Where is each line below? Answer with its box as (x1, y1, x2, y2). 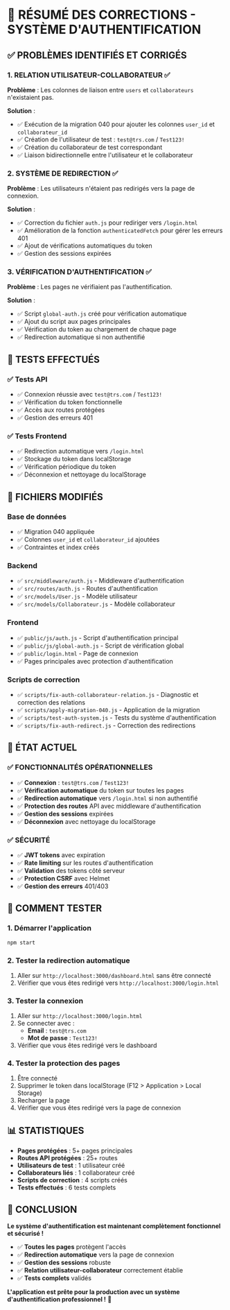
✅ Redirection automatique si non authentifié (17, 333, 145, 341)
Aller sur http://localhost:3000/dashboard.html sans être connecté (17, 971, 211, 979)
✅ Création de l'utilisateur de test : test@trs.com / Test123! (17, 135, 185, 144)
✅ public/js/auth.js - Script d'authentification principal (17, 633, 179, 641)
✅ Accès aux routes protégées (17, 406, 105, 414)
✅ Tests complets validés (17, 1274, 92, 1282)
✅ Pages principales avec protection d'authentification (17, 657, 173, 665)
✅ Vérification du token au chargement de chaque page (17, 325, 177, 334)
